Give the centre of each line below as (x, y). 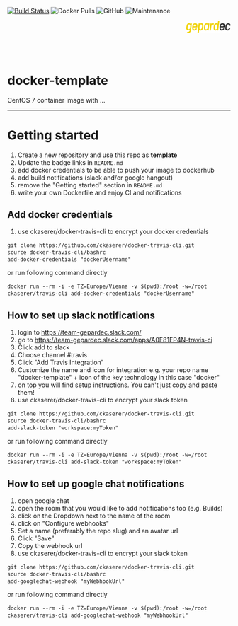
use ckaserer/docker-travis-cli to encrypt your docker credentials (113, 232)
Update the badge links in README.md (70, 162)
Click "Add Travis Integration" (61, 363)
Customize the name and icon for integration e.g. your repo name (113, 370)
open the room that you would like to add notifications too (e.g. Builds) (120, 509)
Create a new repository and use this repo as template (97, 155)
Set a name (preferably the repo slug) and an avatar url (98, 531)
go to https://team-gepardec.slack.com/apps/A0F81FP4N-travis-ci (115, 340)
